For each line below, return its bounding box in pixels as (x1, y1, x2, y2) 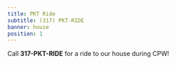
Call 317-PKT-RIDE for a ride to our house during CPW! (7, 49, 170, 58)
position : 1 (7, 30, 43, 37)
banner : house (7, 23, 50, 30)
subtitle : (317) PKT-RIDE (7, 17, 84, 24)
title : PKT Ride (7, 10, 56, 18)
